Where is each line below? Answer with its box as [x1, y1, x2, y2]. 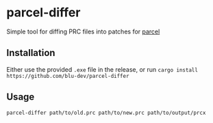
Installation [6, 47, 55, 59]
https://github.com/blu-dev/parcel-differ [6, 72, 129, 79]
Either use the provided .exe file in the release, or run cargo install [6, 65, 198, 73]
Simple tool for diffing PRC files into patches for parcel [6, 27, 160, 36]
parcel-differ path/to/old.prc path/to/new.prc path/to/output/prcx [6, 109, 206, 116]
